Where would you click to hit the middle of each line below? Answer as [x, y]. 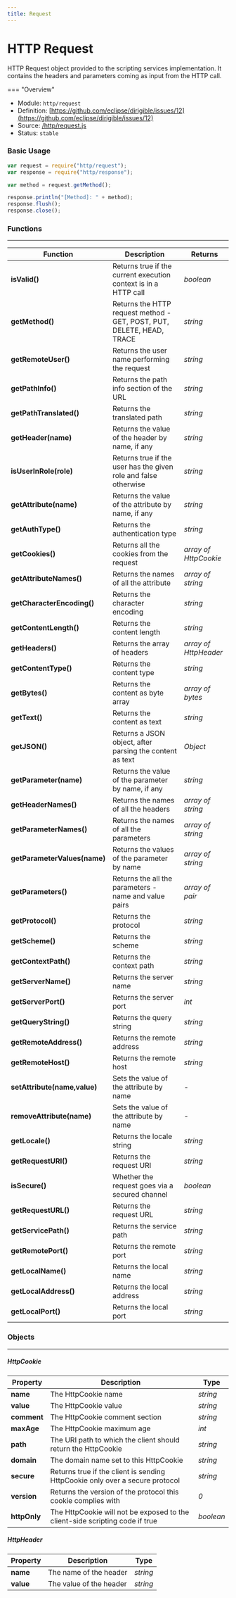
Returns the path [139, 379]
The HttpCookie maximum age [100, 1428]
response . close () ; [34, 211]
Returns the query [142, 1018]
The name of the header [88, 1572]
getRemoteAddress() [47, 1043]
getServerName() [41, 981]
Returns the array [141, 643]
